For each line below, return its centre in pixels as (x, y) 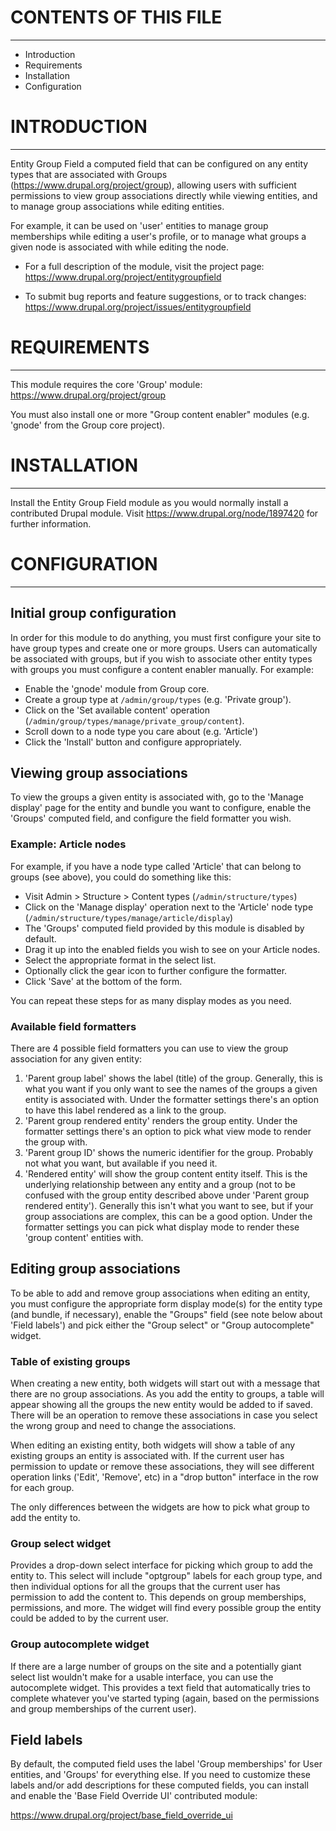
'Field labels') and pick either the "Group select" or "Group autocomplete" (162, 1325)
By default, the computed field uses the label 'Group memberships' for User (166, 1764)
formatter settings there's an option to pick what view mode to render (168, 1131)
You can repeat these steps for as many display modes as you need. (151, 1000)
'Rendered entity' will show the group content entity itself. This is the (166, 1173)
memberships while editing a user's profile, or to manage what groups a (158, 236)
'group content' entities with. (84, 1237)
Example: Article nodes (68, 844)
